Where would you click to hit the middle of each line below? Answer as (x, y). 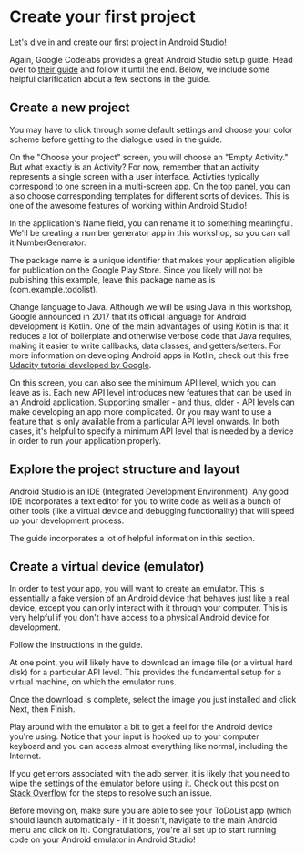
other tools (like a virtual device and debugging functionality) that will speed (152, 510)
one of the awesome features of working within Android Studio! (128, 205)
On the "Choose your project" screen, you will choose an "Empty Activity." (149, 157)
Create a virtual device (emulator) (107, 566)
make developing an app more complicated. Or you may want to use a (141, 411)
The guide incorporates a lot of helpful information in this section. (132, 538)
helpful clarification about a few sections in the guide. (110, 78)
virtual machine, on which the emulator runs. (93, 682)
